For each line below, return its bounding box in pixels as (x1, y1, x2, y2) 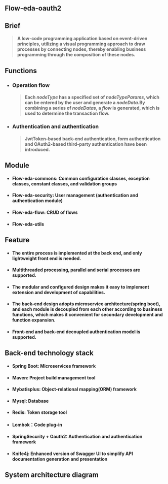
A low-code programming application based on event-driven (17, 36, 148, 42)
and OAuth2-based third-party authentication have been (24, 141, 147, 147)
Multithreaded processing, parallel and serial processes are (12, 267, 140, 273)
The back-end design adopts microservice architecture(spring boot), (12, 301, 160, 307)
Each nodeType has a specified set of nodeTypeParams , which (24, 94, 160, 101)
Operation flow (12, 81, 50, 88)
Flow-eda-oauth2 (5, 4, 62, 13)
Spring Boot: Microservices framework (12, 363, 96, 369)
